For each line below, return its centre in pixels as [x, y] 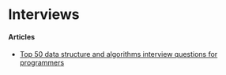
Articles [22, 36]
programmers [42, 63]
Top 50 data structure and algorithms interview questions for [119, 54]
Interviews [44, 15]
